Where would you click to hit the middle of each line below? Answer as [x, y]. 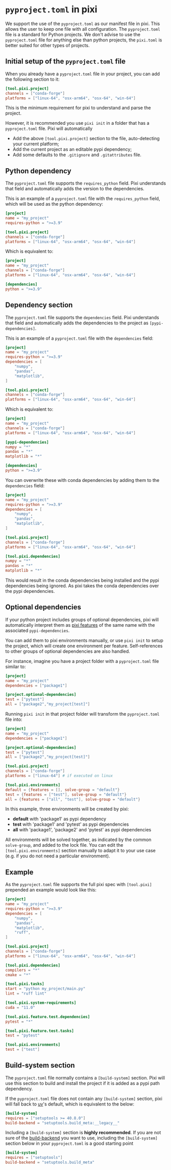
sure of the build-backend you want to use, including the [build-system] [81, 1138]
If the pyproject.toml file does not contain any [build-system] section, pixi [84, 1098]
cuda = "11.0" [20, 1007]
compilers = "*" [22, 970]
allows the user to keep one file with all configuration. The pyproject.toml [83, 29]
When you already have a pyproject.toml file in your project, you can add [82, 74]
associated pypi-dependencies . [38, 630]
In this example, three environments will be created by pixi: [67, 809]
